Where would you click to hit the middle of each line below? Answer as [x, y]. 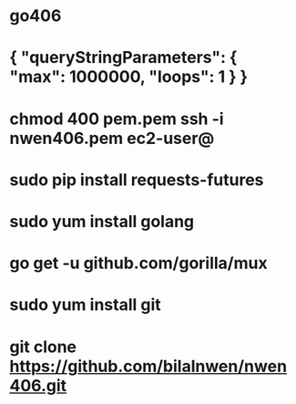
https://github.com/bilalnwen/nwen [148, 366]
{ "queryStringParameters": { [123, 58]
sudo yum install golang [102, 221]
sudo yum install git [85, 305]
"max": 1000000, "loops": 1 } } [129, 77]
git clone [43, 347]
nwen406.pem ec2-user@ [112, 138]
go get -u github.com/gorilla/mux [138, 263]
